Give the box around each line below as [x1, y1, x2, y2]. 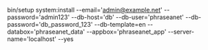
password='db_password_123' [7, 21, 93, 28]
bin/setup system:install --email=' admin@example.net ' [7, 6, 163, 14]
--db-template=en [94, 21, 146, 28]
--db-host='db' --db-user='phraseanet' [71, 13, 185, 21]
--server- [167, 27, 195, 36]
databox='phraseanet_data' [7, 27, 85, 36]
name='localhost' [7, 35, 57, 43]
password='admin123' [7, 13, 70, 21]
